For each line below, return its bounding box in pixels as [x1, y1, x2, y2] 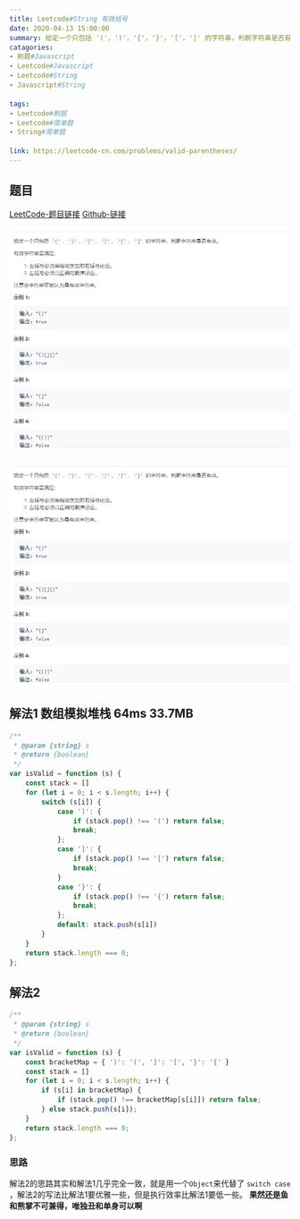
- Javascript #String [9, 81, 87, 90]
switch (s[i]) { [41, 797, 102, 806]
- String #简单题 [9, 128, 66, 137]
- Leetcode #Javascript [9, 62, 94, 71]
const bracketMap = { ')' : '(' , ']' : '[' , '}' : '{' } [25, 1057, 229, 1067]
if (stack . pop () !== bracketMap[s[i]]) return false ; [56, 1095, 262, 1104]
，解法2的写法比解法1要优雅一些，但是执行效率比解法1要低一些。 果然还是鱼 [9, 1189, 288, 1199]
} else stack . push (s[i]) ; [41, 1105, 138, 1114]
